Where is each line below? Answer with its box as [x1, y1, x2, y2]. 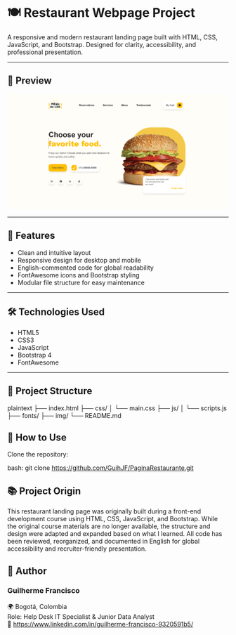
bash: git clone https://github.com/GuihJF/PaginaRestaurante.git [7, 464, 195, 472]
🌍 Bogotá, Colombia [7, 602, 67, 610]
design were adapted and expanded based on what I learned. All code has [7, 530, 223, 538]
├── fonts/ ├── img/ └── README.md [7, 411, 122, 419]
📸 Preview [7, 74, 52, 87]
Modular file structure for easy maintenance [17, 278, 145, 287]
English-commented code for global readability [17, 263, 155, 272]
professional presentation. [7, 48, 83, 56]
